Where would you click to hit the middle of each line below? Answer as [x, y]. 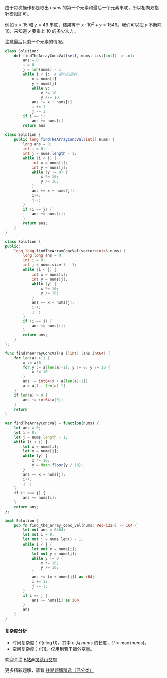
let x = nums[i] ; [41, 446]
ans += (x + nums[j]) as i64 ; [63, 577]
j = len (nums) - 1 [42, 70]
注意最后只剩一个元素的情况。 [36, 41]
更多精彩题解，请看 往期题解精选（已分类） [49, 670]
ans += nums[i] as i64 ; [56, 600]
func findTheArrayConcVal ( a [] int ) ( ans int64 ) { [58, 353]
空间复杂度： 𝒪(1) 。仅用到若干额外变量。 [53, 649]
